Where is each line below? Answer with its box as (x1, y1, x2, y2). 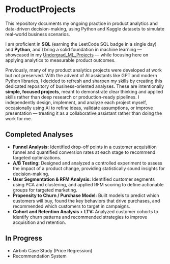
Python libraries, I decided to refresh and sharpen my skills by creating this (5, 78, 163, 84)
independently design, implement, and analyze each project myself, (5, 99, 147, 105)
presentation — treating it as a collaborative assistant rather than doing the (5, 110, 162, 116)
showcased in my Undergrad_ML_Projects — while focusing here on (5, 52, 149, 58)
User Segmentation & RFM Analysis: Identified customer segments (12, 176, 155, 182)
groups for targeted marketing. (12, 187, 77, 193)
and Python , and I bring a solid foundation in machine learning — (5, 46, 142, 52)
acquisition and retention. (12, 219, 66, 225)
